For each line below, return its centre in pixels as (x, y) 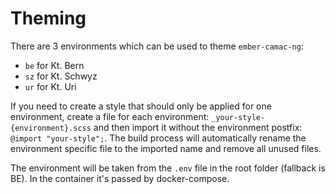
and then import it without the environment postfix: (198, 127)
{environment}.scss (51, 128)
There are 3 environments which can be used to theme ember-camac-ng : (157, 46)
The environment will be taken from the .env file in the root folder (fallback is (168, 168)
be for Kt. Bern (54, 65)
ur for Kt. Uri (50, 86)
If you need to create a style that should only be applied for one (141, 106)
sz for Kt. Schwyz (61, 76)
